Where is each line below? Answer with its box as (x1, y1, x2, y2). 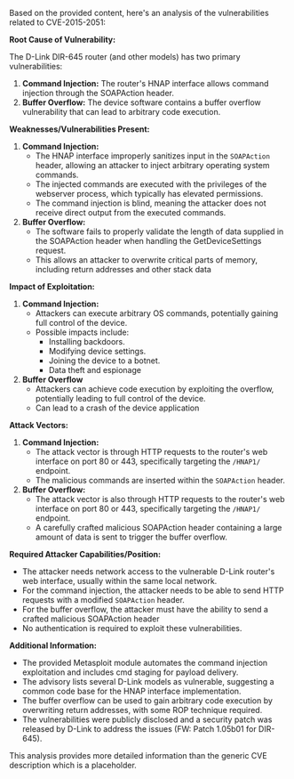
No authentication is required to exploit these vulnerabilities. (21, 623, 242, 633)
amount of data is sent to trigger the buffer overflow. (35, 532, 228, 542)
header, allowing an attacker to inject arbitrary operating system (35, 160, 270, 170)
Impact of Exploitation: (9, 281, 95, 292)
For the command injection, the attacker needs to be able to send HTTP (21, 585, 284, 596)
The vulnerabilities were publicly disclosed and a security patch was (21, 714, 273, 725)
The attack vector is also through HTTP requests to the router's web (35, 494, 285, 504)
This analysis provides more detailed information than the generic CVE (9, 751, 268, 760)
